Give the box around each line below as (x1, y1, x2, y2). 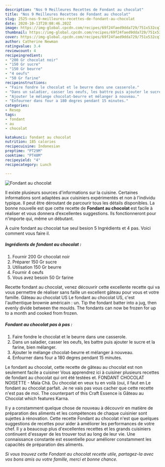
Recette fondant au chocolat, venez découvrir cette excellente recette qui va (5, 284, 160, 290)
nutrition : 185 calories (5, 139, 56, 144)
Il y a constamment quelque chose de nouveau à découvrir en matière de (5, 405, 153, 411)
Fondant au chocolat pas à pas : (5, 322, 73, 328)
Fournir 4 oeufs (12, 270, 44, 275)
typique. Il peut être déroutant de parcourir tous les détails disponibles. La (5, 200, 155, 206)
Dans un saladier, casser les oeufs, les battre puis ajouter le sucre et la (12, 339, 156, 345)
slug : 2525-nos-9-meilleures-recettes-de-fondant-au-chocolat (5, 16, 135, 21)
